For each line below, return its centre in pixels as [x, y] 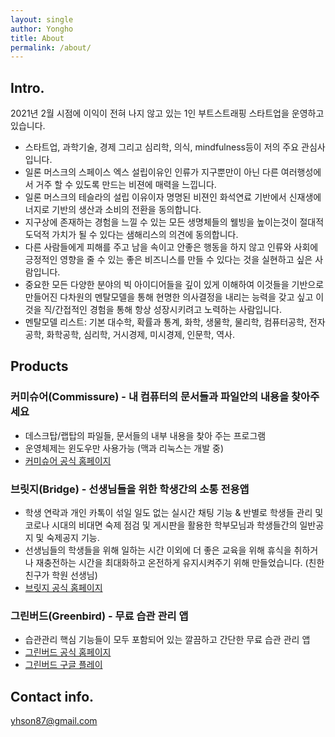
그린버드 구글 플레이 [63, 665]
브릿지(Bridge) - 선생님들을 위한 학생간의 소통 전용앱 [130, 489]
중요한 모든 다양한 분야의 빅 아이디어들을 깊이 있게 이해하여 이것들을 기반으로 [174, 285]
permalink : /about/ [51, 47]
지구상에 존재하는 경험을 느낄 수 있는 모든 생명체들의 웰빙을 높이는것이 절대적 [174, 222]
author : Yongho [42, 29]
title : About [37, 38]
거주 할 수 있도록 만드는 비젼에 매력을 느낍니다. [126, 185]
